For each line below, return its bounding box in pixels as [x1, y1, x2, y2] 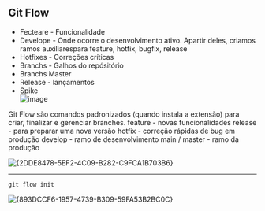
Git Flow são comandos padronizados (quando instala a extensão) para [8, 109, 240, 119]
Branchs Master [19, 68, 72, 78]
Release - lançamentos [19, 77, 95, 87]
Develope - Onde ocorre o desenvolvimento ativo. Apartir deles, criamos [19, 35, 256, 45]
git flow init [8, 180, 55, 188]
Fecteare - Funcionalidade [19, 27, 105, 36]
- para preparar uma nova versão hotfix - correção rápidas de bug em [8, 126, 235, 135]
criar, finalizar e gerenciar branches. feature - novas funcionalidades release [8, 117, 257, 127]
